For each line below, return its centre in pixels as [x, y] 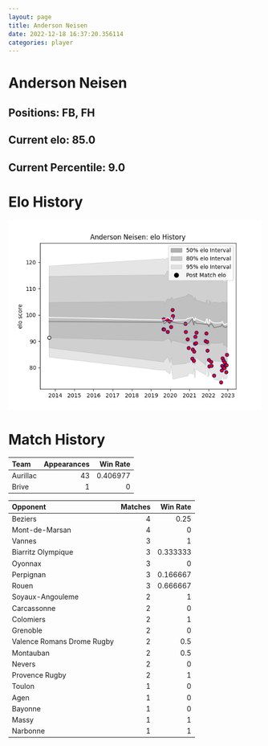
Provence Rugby [39, 675]
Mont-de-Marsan [42, 530]
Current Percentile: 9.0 [67, 168]
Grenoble [27, 630]
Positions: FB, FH [52, 113]
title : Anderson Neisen [48, 25]
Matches [136, 507]
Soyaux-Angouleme [45, 597]
